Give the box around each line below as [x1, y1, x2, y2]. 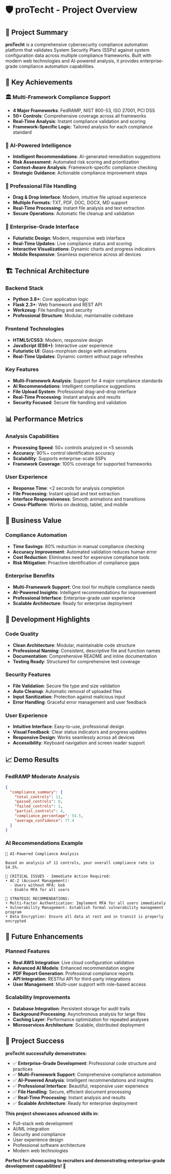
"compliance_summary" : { [10, 789, 63, 795]
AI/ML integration [12, 1125, 50, 1132]
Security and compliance [12, 1131, 66, 1137]
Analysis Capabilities [5, 433, 59, 440]
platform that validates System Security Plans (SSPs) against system [5, 47, 150, 53]
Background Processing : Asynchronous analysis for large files [12, 1011, 146, 1017]
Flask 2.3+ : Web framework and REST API [12, 301, 102, 308]
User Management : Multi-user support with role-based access [12, 981, 146, 987]
